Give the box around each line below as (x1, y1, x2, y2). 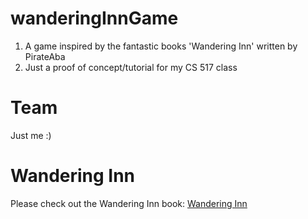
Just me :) (10, 129, 52, 141)
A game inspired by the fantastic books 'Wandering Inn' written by (24, 40, 298, 52)
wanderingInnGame (10, 7, 179, 30)
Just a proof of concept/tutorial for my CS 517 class (24, 61, 238, 73)
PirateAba (24, 50, 66, 62)
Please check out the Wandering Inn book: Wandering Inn (10, 197, 248, 209)
